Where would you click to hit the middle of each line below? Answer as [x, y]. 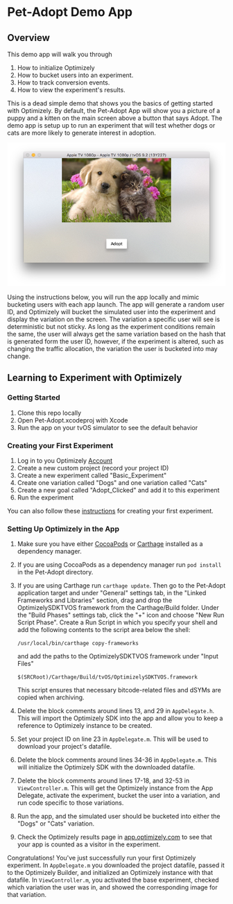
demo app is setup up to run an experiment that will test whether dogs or [111, 125]
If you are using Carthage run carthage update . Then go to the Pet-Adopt [121, 586]
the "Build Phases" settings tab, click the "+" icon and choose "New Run [121, 615]
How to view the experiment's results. [71, 90]
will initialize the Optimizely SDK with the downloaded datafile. [106, 767]
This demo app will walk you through [60, 54]
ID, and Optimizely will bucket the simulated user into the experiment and [112, 312]
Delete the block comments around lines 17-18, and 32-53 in [103, 781]
